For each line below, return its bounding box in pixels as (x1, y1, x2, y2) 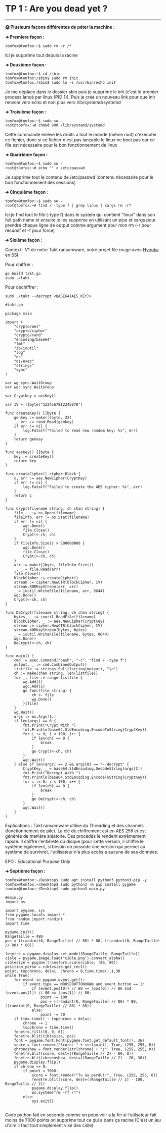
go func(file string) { (23, 688, 72, 693)
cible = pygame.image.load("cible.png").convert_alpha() (5, 956, 125, 961)
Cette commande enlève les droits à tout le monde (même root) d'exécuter (5, 131, 157, 137)
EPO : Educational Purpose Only (5, 858, 71, 864)
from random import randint (5, 917, 63, 921)
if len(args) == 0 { (14, 718, 56, 723)
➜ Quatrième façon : (5, 152, 48, 158)
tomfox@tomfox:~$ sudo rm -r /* (5, 43, 72, 49)
